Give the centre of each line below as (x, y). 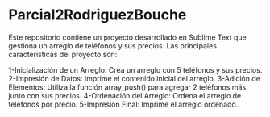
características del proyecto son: (63, 54)
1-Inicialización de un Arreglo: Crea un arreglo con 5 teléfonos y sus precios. (135, 69)
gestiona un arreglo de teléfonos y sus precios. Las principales (113, 45)
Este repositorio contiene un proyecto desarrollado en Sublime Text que (128, 37)
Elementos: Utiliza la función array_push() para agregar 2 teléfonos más (127, 87)
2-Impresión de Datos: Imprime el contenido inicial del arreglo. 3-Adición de (134, 78)
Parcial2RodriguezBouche (98, 15)
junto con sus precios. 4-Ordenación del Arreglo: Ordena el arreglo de (125, 95)
